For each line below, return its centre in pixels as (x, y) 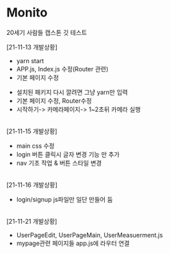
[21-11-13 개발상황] (32, 47)
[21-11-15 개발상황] (32, 131)
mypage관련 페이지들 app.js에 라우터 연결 (73, 243)
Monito (27, 13)
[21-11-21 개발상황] (32, 221)
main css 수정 (35, 146)
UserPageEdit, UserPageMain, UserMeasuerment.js (89, 235)
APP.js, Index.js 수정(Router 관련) (62, 69)
